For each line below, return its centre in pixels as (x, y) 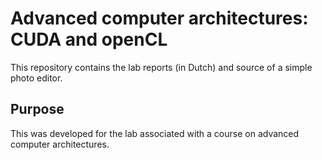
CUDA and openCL (89, 39)
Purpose (37, 109)
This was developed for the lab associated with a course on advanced (155, 133)
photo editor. (36, 78)
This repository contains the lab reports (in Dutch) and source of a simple (161, 67)
